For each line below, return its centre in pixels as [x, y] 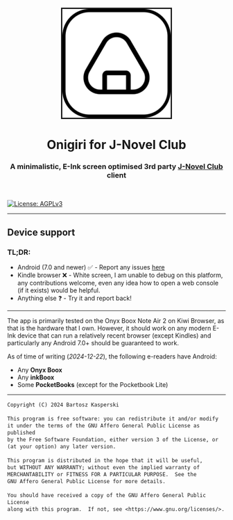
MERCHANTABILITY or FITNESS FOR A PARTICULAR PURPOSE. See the [102, 475]
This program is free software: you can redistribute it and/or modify [113, 419]
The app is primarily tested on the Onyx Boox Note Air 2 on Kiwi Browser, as [116, 321]
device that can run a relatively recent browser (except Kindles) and [114, 336]
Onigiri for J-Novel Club [116, 145]
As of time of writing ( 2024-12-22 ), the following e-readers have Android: [112, 356]
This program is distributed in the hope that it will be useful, [105, 461]
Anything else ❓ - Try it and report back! [74, 298]
